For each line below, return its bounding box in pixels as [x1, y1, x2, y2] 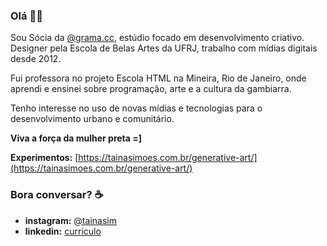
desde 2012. [10, 53, 62, 65]
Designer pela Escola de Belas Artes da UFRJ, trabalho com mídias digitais [10, 42, 318, 54]
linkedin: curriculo [24, 225, 102, 237]
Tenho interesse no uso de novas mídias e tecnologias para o [10, 102, 263, 114]
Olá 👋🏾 [10, 9, 43, 23]
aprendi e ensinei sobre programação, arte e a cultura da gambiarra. [10, 83, 292, 95]
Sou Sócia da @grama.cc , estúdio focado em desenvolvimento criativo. [10, 32, 305, 44]
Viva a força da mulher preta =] [10, 132, 142, 144]
